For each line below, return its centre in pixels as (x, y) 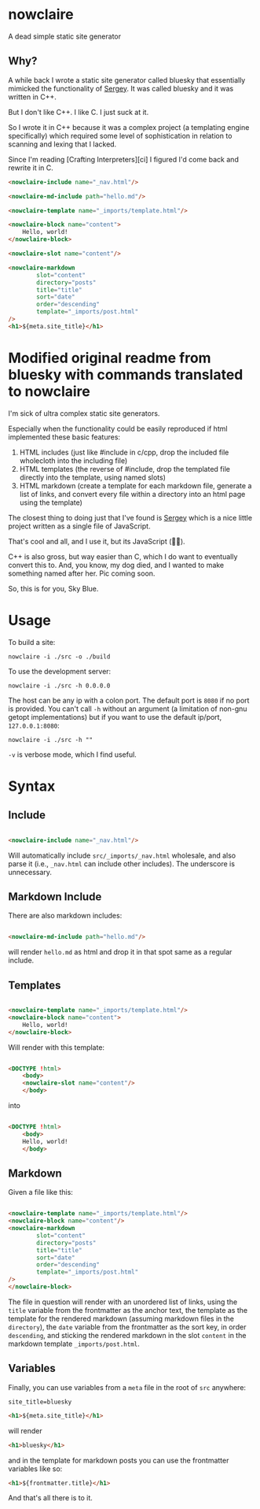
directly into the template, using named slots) (93, 477)
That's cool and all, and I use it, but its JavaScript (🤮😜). (97, 541)
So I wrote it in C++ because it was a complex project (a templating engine (129, 127)
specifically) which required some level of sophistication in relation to (120, 135)
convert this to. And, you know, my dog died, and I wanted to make (116, 565)
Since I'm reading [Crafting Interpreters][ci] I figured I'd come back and (124, 159)
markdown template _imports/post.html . (74, 1344)
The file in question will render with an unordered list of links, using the (123, 1302)
